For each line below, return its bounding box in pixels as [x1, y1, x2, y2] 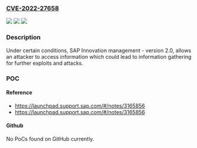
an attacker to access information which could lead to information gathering [6, 53, 192, 60]
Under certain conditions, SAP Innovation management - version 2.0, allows [6, 46, 192, 54]
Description [6, 33, 41, 42]
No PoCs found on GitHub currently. [6, 135, 94, 142]
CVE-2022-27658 [6, 4, 59, 12]
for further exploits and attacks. [6, 59, 84, 67]
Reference [6, 89, 33, 96]
